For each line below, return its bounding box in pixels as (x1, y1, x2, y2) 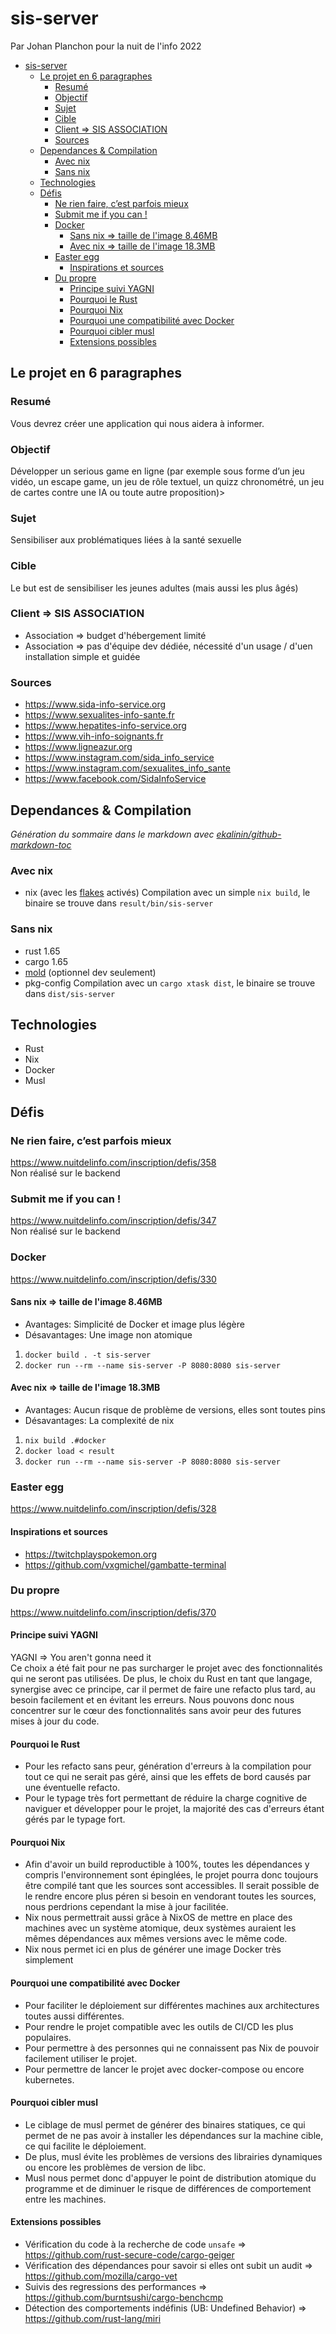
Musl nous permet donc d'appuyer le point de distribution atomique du (24, 2172, 317, 2184)
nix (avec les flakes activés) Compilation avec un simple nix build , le (24, 887, 311, 899)
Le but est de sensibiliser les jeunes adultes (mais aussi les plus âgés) (10, 582, 299, 594)
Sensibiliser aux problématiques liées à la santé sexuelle (10, 534, 242, 546)
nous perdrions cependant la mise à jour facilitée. (24, 1901, 229, 1913)
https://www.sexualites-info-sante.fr (24, 709, 175, 721)
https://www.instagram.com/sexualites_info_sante (24, 762, 231, 774)
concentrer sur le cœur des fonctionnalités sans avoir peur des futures (10, 1705, 302, 1717)
